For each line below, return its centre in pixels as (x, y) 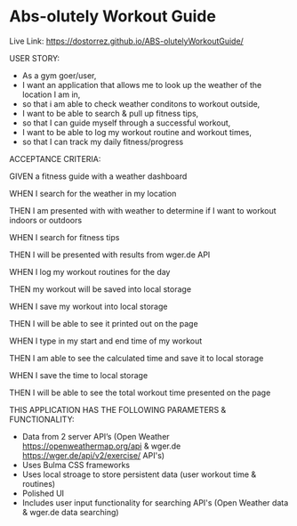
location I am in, (51, 94)
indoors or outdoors (46, 220)
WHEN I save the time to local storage (79, 375)
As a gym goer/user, (59, 75)
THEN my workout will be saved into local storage (100, 289)
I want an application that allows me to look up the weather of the (142, 85)
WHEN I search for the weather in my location (93, 193)
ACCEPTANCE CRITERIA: (55, 158)
